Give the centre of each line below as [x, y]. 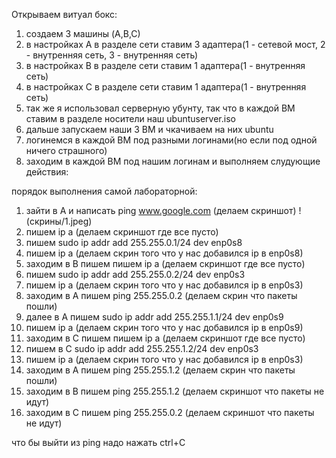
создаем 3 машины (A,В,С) [83, 33]
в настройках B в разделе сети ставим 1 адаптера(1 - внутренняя [165, 65]
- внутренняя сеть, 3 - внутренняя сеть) [112, 55]
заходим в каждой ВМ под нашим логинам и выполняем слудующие [173, 161]
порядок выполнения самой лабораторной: [104, 191]
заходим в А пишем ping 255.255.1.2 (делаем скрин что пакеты [160, 370]
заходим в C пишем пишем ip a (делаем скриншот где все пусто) [165, 338]
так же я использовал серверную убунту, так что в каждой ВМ [160, 108]
